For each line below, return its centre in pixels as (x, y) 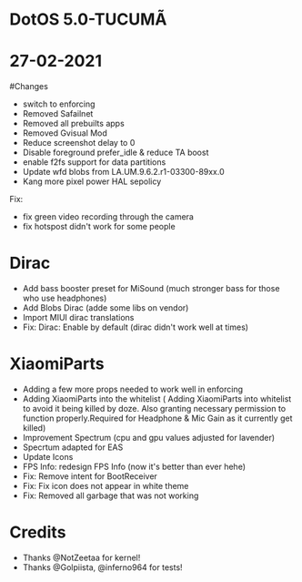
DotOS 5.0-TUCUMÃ (88, 20)
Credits (38, 532)
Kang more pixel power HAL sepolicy (92, 181)
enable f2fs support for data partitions (94, 162)
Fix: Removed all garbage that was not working (111, 495)
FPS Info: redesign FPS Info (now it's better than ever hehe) (134, 466)
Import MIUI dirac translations (78, 318)
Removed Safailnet (58, 114)
